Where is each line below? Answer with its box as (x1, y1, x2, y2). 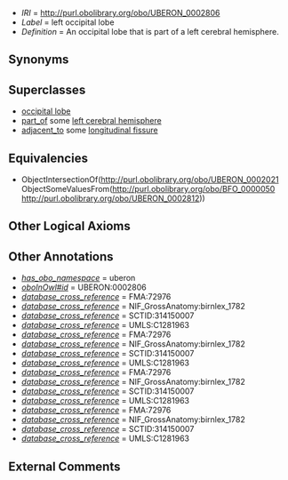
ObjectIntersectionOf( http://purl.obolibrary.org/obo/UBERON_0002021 (20, 174, 279, 185)
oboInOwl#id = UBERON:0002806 (20, 282, 148, 292)
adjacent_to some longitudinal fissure (20, 124, 158, 136)
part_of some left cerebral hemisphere (20, 116, 162, 126)
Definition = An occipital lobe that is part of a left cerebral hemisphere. (20, 27, 279, 36)
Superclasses (8, 82, 86, 97)
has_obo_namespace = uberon (20, 273, 136, 284)
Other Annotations (8, 249, 114, 264)
